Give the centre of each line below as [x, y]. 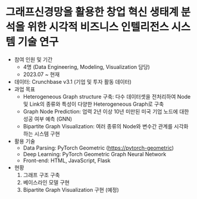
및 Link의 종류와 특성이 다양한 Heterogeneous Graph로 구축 [93, 104]
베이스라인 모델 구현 [46, 182]
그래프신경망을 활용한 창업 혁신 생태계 [92, 12]
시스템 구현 [47, 134]
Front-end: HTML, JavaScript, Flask [67, 160]
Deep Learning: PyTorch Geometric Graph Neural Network [95, 154]
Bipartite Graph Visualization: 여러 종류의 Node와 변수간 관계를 [98, 126]
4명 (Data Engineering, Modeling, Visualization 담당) [86, 67]
